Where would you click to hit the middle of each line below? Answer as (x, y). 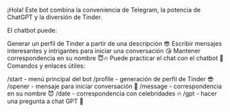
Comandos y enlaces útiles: (46, 66)
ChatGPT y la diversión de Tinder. (55, 17)
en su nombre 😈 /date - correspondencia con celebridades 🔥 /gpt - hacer (112, 94)
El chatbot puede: (32, 30)
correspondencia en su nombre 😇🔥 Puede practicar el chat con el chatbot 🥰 (115, 58)
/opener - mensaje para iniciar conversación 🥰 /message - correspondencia (114, 86)
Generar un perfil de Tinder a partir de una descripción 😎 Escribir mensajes (115, 43)
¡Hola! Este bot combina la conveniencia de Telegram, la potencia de (104, 10)
